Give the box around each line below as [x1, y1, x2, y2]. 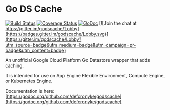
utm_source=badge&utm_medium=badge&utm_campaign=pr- [5, 41, 136, 48]
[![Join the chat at [99, 20, 137, 26]
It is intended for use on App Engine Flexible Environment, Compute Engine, [5, 72, 165, 78]
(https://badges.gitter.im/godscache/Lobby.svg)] [5, 31, 109, 37]
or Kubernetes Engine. [5, 78, 53, 84]
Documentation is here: [5, 87, 55, 94]
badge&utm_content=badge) [5, 47, 66, 53]
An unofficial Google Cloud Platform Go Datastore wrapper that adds [5, 57, 150, 63]
